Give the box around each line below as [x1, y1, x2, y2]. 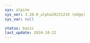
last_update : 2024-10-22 [4, 30, 56, 35]
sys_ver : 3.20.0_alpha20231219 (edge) [4, 12, 85, 17]
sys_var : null [4, 16, 34, 21]
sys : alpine [4, 7, 29, 12]
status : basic [4, 25, 34, 30]
